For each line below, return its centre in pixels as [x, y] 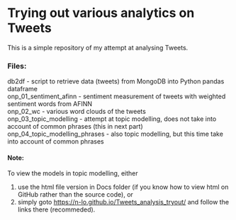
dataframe [22, 89]
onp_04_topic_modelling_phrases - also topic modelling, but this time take [115, 134]
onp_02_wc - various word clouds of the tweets [77, 112]
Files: [17, 66]
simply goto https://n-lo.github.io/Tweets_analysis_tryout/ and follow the [123, 202]
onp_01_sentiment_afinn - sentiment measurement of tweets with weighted [117, 96]
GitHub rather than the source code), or [75, 195]
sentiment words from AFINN [50, 104]
